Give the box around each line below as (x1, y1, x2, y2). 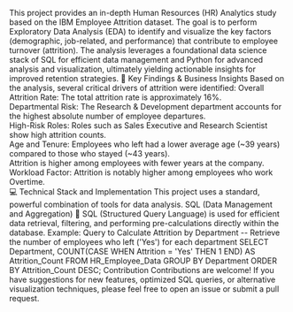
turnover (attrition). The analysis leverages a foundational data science (9, 45, 267, 56)
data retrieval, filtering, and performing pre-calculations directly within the (9, 218, 280, 228)
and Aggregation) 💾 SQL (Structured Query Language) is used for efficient (9, 209, 281, 219)
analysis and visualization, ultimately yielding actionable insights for (9, 64, 257, 74)
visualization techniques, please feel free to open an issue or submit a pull (9, 284, 280, 294)
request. (9, 293, 40, 303)
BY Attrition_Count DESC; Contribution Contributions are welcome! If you (9, 265, 274, 275)
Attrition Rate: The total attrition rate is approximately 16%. (9, 92, 222, 103)
